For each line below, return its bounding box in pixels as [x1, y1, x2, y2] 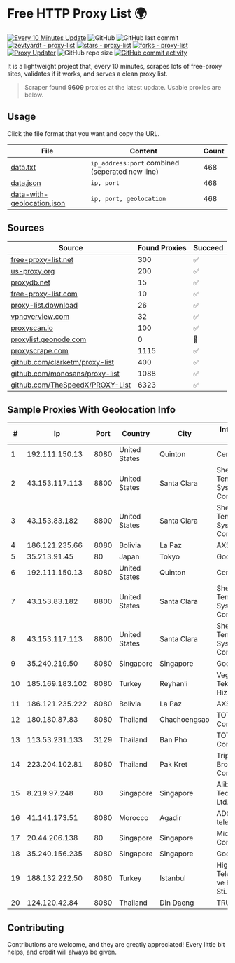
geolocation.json [10, 198, 66, 207]
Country [122, 429, 150, 439]
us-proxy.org [10, 266, 55, 275]
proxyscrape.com [10, 346, 69, 355]
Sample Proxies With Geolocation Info [7, 404, 176, 416]
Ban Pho [159, 735, 187, 745]
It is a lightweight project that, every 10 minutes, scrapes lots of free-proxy [7, 62, 222, 70]
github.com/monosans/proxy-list [10, 369, 120, 378]
